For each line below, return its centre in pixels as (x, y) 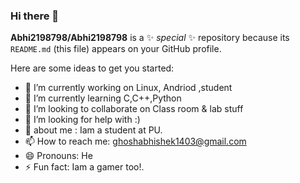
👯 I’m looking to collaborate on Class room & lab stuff (134, 109)
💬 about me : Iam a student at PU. (93, 130)
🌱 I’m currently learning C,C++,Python (103, 98)
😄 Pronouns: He (58, 156)
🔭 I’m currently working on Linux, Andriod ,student (128, 88)
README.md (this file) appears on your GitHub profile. (116, 49)
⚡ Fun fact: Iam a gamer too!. (84, 167)
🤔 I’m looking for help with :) (82, 120)
